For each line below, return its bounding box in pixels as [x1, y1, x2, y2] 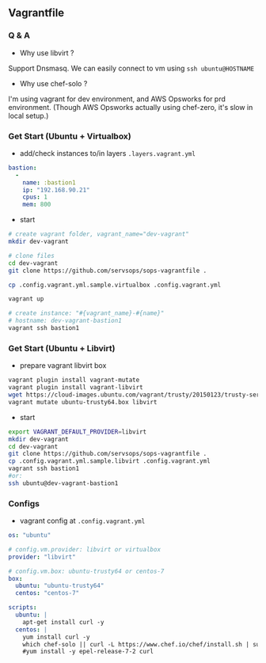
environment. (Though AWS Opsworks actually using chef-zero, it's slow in [8, 102, 253, 112]
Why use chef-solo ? [19, 78, 88, 88]
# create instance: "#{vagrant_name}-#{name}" [8, 309, 165, 317]
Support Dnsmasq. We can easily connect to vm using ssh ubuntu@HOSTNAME [8, 63, 255, 73]
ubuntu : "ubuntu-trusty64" [15, 582, 104, 590]
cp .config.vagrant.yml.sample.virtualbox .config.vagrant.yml [8, 281, 222, 289]
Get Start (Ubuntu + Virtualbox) [8, 131, 132, 142]
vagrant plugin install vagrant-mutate [8, 376, 140, 385]
